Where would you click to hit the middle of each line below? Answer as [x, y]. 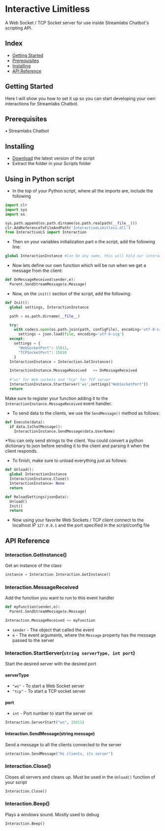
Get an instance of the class [33, 565]
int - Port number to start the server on [52, 713]
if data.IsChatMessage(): [36, 427]
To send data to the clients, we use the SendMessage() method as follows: [86, 413]
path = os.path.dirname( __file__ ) [45, 316]
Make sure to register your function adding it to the [56, 398]
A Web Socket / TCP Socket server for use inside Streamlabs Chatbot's [77, 23]
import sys [16, 210]
